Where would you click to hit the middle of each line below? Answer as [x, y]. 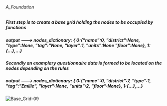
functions [16, 28]
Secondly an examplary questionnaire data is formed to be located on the [84, 63]
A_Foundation [20, 7]
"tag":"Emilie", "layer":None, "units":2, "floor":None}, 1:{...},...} [75, 86]
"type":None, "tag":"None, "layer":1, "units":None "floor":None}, [76, 45]
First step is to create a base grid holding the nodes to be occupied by [80, 22]
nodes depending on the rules [37, 68]
